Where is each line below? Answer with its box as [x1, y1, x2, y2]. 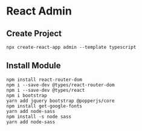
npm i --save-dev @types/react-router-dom [6, 81, 115, 88]
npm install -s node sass [6, 113, 71, 120]
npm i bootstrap [6, 92, 47, 98]
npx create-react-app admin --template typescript [6, 44, 137, 50]
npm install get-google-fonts [6, 103, 83, 109]
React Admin [6, 4, 73, 18]
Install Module [6, 60, 62, 71]
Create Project [6, 28, 62, 39]
